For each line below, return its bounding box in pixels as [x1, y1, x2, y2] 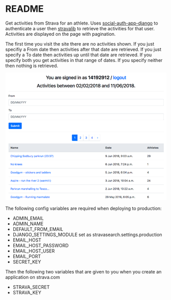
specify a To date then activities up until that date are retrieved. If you [5, 52, 152, 58]
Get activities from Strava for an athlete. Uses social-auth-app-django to [5, 20, 158, 26]
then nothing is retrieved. [5, 62, 58, 69]
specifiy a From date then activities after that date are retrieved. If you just [5, 46, 162, 52]
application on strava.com [5, 274, 60, 280]
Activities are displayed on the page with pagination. [5, 31, 116, 37]
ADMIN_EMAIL [12, 215, 44, 221]
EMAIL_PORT [12, 253, 41, 259]
